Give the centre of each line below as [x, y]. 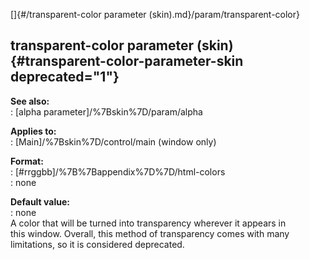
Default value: [40, 201]
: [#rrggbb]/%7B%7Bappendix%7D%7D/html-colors [118, 171]
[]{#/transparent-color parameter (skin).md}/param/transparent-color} [155, 14]
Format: [27, 161]
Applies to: [33, 131]
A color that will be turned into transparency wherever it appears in [148, 223]
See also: [30, 101]
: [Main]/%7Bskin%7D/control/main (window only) [113, 141]
